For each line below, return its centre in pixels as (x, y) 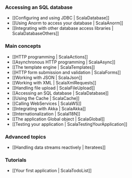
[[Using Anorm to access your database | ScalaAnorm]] (68, 23)
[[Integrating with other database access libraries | (63, 28)
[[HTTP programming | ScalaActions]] (50, 57)
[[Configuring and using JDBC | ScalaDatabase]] (61, 18)
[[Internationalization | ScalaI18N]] (46, 114)
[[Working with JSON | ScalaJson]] (47, 78)
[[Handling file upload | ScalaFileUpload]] (53, 88)
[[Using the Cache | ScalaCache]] (46, 98)
